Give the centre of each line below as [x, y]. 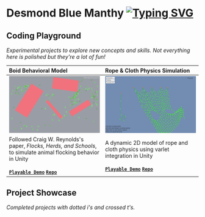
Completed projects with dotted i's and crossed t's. [71, 207]
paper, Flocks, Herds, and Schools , [53, 146]
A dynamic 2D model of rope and [146, 142]
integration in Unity [129, 155]
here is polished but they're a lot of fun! [56, 57]
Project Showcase [41, 193]
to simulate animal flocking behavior [54, 152]
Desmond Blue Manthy [65, 13]
